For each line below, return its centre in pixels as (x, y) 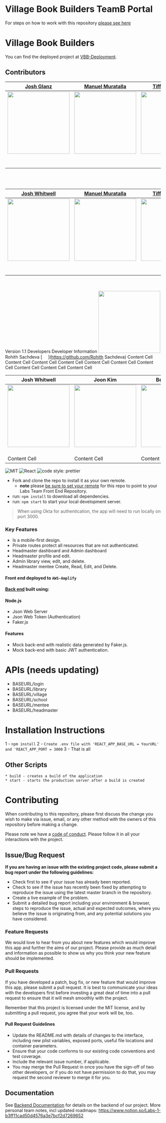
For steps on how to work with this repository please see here (68, 23)
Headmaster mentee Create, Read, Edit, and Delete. (65, 566)
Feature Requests (27, 931)
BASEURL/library (29, 689)
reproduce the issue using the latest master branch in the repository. (82, 893)
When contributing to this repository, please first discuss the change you (79, 814)
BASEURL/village (30, 694)
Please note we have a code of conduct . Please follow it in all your (72, 834)
